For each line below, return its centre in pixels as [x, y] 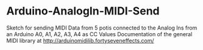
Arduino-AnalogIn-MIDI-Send [83, 11]
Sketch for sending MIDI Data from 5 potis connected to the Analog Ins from [102, 28]
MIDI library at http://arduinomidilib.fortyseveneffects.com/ [80, 40]
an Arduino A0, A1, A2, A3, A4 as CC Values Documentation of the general [99, 34]
